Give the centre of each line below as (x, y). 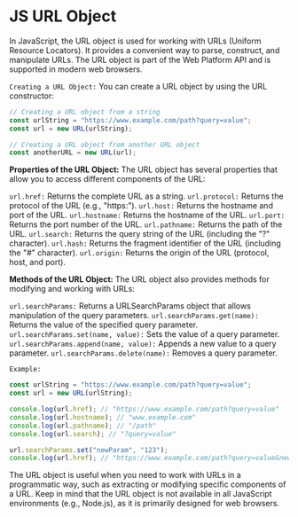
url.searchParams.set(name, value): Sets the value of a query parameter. (145, 334)
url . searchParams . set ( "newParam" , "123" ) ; (89, 450)
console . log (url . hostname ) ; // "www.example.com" (103, 417)
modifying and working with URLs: (72, 289)
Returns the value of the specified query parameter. (103, 325)
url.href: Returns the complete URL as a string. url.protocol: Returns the (146, 196)
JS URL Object (63, 16)
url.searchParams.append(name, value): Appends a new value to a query (143, 344)
